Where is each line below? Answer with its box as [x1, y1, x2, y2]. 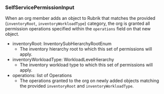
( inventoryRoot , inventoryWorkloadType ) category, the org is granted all [5, 20, 150, 26]
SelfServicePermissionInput [5, 4, 74, 11]
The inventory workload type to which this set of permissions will [19, 62, 153, 68]
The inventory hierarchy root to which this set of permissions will [19, 46, 152, 52]
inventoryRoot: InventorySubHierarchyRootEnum [12, 41, 112, 47]
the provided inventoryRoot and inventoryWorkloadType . [19, 83, 134, 89]
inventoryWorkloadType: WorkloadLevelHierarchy [12, 57, 114, 63]
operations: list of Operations [12, 73, 72, 79]
